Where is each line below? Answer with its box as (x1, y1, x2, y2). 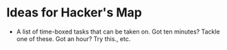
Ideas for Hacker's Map (6, 5, 142, 21)
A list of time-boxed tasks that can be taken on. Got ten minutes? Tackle (16, 27, 220, 36)
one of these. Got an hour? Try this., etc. (16, 34, 131, 42)
